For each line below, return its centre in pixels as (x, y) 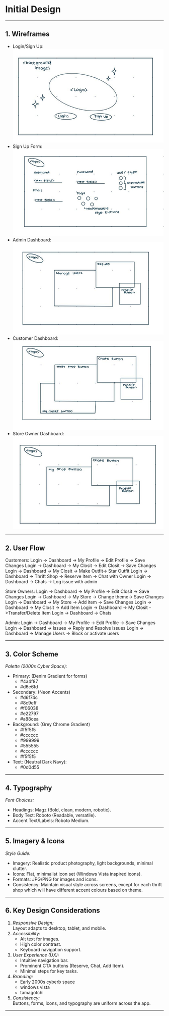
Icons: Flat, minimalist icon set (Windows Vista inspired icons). (77, 874)
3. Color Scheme (32, 654)
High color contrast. (40, 944)
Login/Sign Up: (28, 46)
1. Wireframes (27, 34)
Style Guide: (18, 853)
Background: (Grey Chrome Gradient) (51, 724)
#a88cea (29, 719)
